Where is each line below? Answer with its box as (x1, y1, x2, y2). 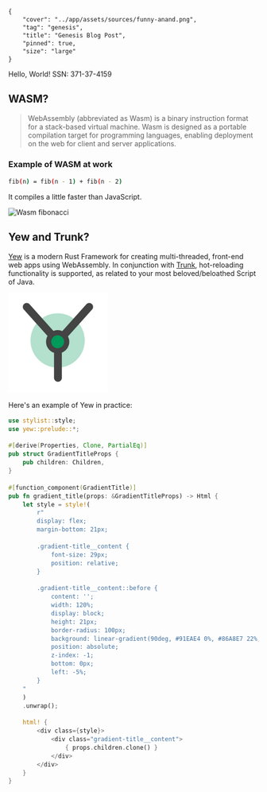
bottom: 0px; (50, 660, 94, 668)
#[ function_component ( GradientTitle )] (8, 483, 137, 491)
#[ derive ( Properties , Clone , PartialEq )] (8, 441, 148, 450)
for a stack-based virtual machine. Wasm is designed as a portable (27, 122, 247, 131)
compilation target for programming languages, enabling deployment (27, 130, 253, 140)
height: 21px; (50, 618, 98, 626)
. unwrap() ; (22, 701, 59, 710)
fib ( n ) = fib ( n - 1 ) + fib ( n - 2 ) (8, 178, 123, 186)
